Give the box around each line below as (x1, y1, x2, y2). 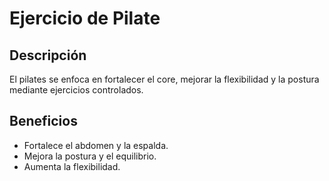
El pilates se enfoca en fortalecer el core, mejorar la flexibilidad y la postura (9, 73, 320, 85)
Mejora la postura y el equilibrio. (23, 150, 157, 162)
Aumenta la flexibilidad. (23, 160, 121, 172)
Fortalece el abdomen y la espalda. (23, 139, 169, 151)
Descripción (9, 47, 87, 64)
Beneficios (9, 113, 78, 130)
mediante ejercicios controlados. (9, 84, 144, 96)
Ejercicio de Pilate (9, 7, 161, 30)
